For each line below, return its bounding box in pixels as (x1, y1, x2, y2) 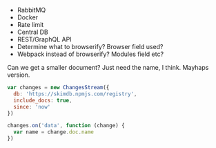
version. (7, 71, 30, 79)
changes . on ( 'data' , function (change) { (7, 122, 126, 129)
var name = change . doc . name (13, 129, 95, 136)
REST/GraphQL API (17, 35, 72, 44)
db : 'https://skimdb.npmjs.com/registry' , (13, 90, 137, 98)
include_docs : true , (13, 97, 72, 104)
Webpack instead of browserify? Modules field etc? (17, 50, 164, 58)
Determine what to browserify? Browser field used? (17, 43, 164, 50)
